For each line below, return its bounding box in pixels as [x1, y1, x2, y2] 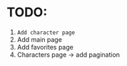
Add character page [16, 29, 76, 36]
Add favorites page [16, 43, 74, 51]
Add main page [16, 35, 62, 43]
